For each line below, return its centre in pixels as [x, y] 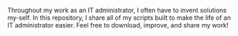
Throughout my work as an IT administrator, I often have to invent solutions [117, 10]
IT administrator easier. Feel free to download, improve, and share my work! [118, 25]
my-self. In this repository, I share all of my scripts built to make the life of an [119, 18]
